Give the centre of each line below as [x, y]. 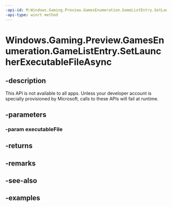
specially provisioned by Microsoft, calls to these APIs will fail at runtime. [82, 98]
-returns [19, 146]
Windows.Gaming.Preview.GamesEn [85, 40]
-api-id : [15, 10]
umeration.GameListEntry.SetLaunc [83, 51]
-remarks [20, 163]
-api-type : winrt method [32, 15]
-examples [23, 198]
